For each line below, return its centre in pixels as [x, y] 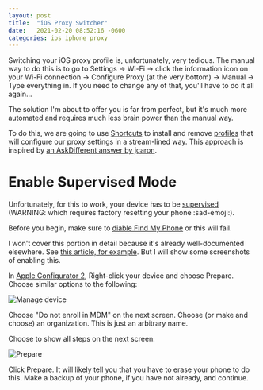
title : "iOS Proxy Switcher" [58, 23]
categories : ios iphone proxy [58, 38]
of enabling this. [34, 261]
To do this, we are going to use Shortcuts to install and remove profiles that [131, 133]
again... [21, 94]
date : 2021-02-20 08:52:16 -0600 [67, 30]
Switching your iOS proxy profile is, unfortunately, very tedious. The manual [131, 60]
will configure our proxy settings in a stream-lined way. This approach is [126, 142]
